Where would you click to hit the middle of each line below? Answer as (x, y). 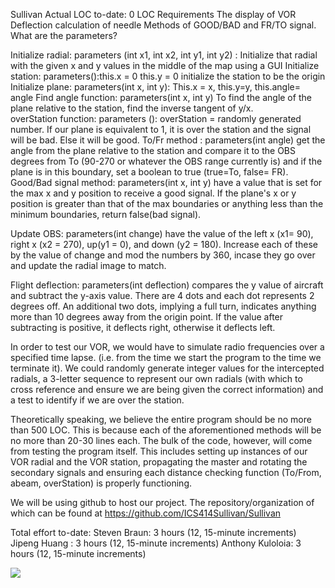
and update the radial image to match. (88, 265)
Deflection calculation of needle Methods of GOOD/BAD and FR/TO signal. (163, 25)
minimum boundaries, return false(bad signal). (106, 214)
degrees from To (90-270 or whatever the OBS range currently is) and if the (166, 161)
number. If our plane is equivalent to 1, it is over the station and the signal (161, 129)
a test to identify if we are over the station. (97, 400)
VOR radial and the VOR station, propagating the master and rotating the (159, 462)
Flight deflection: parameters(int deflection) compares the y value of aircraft (167, 285)
